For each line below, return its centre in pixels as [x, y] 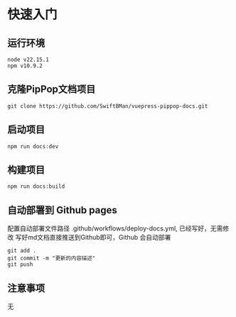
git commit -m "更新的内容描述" [52, 258]
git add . [22, 251]
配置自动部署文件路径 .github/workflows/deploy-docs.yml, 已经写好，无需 [115, 228]
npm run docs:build [36, 187]
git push [20, 265]
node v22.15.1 [28, 60]
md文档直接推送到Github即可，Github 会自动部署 [99, 238]
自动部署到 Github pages [62, 210]
